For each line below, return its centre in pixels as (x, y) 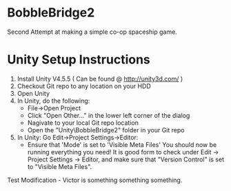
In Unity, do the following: (53, 101)
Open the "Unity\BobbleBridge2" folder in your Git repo (106, 130)
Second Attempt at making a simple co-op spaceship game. (92, 32)
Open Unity (33, 93)
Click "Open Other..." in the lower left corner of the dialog (109, 115)
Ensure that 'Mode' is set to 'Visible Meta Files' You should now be (122, 144)
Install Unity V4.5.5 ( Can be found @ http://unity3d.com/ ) (100, 79)
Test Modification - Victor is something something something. (95, 180)
